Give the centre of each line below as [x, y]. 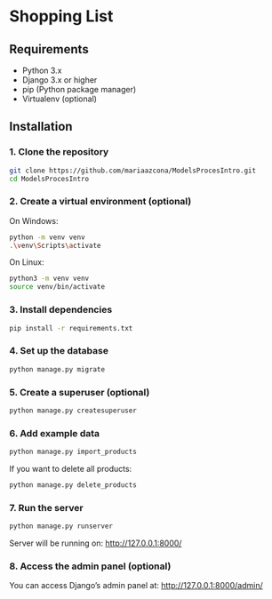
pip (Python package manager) [79, 89]
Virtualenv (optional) [60, 99]
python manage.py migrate [57, 369]
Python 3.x [42, 70]
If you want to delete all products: [71, 468]
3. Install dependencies [61, 310]
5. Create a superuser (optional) [80, 392]
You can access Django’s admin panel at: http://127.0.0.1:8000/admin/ [136, 586]
